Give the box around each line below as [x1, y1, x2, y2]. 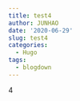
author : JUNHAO [8, 19, 59, 27]
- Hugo [15, 49, 38, 56]
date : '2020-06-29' [8, 26, 74, 34]
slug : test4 [8, 33, 48, 42]
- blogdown [15, 64, 52, 72]
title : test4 [8, 11, 52, 20]
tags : [8, 56, 26, 64]
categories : [8, 41, 48, 49]
